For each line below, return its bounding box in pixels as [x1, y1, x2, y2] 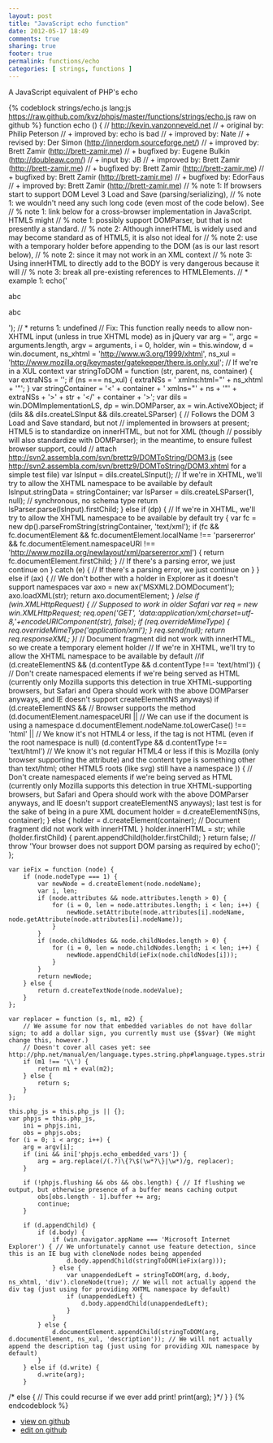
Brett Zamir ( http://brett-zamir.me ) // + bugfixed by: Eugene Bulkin [8, 146, 230, 155]
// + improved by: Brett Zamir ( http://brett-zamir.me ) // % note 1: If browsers [8, 180, 262, 190]
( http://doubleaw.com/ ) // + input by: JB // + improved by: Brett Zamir [8, 154, 240, 164]
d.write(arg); [37, 1371, 85, 1379]
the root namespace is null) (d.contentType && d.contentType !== [8, 737, 227, 747]
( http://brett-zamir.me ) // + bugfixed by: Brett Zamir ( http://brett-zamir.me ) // [8, 163, 265, 173]
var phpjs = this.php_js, [8, 1115, 96, 1123]
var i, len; [37, 887, 79, 895]
